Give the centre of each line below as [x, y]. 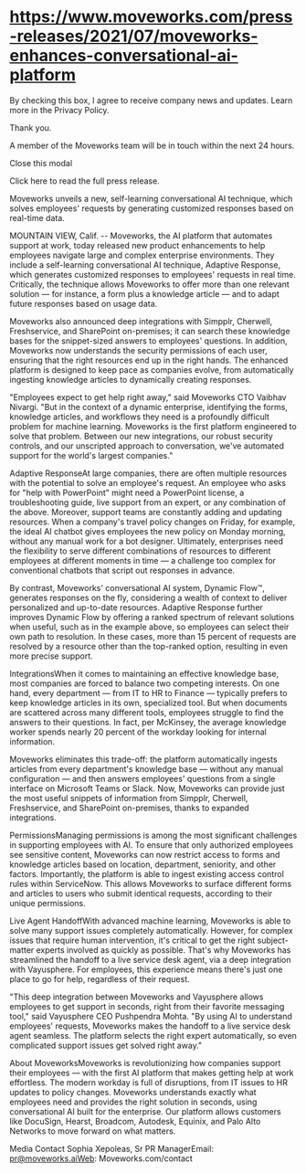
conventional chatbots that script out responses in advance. [122, 570]
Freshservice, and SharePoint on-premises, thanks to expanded [129, 808]
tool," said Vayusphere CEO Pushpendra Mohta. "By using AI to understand [151, 1016]
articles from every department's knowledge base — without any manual [147, 768]
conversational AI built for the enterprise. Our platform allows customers [145, 1111]
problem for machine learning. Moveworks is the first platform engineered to [153, 426]
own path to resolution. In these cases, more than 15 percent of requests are [153, 636]
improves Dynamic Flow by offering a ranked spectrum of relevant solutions [152, 617]
